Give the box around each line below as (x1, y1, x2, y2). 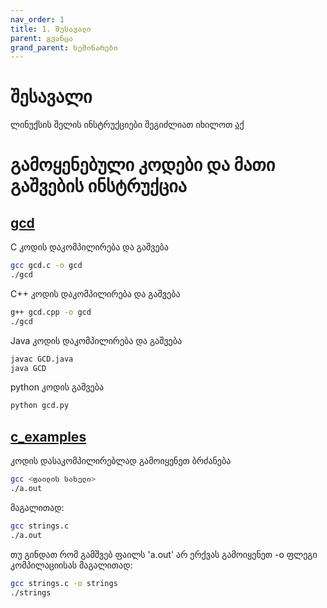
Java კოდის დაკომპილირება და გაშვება (10, 334, 183, 346)
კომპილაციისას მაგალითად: (10, 559, 133, 571)
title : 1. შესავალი (10, 24, 92, 34)
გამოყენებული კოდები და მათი (10, 154, 276, 176)
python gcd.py (10, 401, 70, 411)
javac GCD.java (10, 354, 74, 364)
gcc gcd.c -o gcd (10, 261, 83, 271)
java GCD (10, 363, 47, 373)
